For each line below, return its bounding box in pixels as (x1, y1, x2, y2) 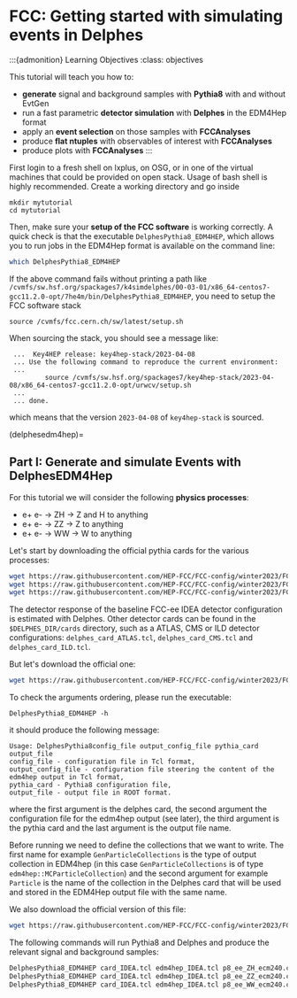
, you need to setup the (191, 290, 276, 301)
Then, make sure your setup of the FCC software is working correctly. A (9, 221, 274, 232)
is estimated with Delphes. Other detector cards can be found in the (9, 614, 256, 624)
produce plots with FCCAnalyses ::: (21, 144, 153, 156)
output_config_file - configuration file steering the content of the (9, 765, 275, 774)
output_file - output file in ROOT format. (9, 788, 172, 798)
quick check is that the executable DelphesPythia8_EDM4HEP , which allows (9, 230, 275, 241)
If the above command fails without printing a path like (9, 273, 208, 284)
